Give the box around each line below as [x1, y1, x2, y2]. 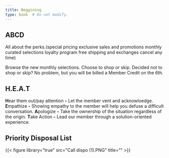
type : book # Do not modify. [5, 12, 69, 17]
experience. [5, 119, 30, 125]
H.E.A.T [5, 84, 30, 93]
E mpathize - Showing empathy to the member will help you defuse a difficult [5, 103, 164, 109]
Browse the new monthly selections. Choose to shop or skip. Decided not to [5, 64, 162, 70]
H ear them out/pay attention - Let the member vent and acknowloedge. [5, 98, 153, 104]
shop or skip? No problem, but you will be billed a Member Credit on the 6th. [5, 70, 163, 76]
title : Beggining [5, 7, 42, 13]
